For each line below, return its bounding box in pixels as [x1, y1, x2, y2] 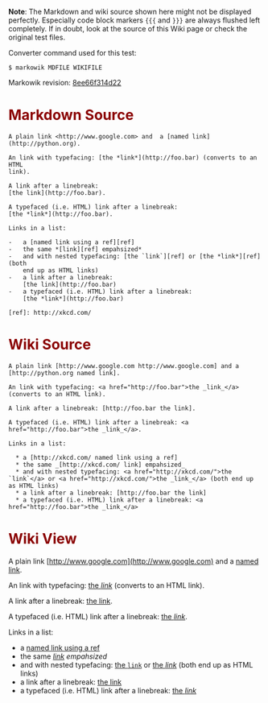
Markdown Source [8, 106, 134, 124]
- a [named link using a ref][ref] [8, 238, 135, 246]
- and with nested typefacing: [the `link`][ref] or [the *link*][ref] [8, 252, 262, 260]
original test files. [8, 32, 66, 42]
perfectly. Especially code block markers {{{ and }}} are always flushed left [8, 15, 260, 25]
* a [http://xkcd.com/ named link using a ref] [15, 453, 179, 461]
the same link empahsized [19, 651, 107, 661]
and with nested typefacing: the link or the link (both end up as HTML [19, 660, 254, 669]
